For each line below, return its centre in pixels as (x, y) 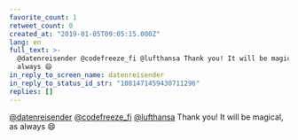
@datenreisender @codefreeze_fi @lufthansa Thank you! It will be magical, (146, 117)
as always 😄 (32, 126)
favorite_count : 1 (43, 17)
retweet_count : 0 (41, 26)
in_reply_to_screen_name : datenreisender (87, 75)
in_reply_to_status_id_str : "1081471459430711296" (105, 83)
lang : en (25, 42)
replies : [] (31, 91)
